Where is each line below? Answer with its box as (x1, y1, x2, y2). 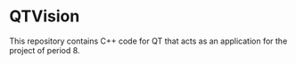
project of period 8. (9, 44, 80, 55)
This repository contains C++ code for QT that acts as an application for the (9, 36, 288, 46)
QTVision (9, 6, 80, 27)
